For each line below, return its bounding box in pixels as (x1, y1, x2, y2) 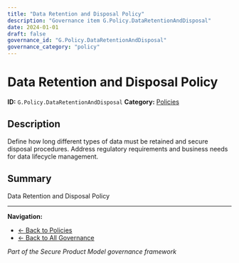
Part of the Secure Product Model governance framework (7, 247, 176, 256)
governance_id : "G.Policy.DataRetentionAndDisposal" (7, 37, 167, 44)
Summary (7, 173, 52, 185)
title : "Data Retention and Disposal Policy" (7, 10, 144, 18)
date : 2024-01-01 (7, 23, 59, 31)
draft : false (7, 30, 46, 38)
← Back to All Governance (17, 233, 95, 242)
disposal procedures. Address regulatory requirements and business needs (7, 144, 228, 153)
